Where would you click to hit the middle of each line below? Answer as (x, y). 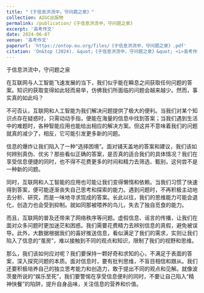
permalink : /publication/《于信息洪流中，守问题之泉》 (71, 23)
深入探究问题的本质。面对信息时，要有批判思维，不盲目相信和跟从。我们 (107, 261)
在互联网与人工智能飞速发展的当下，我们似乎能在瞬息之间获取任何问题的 (97, 82)
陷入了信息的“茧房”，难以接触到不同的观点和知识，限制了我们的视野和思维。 (102, 240)
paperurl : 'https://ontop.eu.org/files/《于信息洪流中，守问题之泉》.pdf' (97, 46)
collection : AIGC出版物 (35, 18)
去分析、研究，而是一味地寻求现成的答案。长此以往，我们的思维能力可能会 (99, 197)
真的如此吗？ (27, 97)
